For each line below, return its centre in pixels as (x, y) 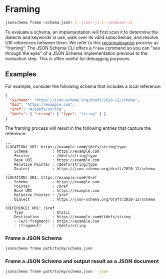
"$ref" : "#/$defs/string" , (38, 109)
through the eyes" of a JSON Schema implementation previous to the (76, 53)
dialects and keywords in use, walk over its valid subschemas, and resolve (82, 37)
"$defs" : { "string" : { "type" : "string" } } (58, 114)
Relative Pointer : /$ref (41, 195)
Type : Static (42, 212)
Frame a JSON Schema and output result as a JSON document (82, 261)
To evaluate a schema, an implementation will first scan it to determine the (82, 32)
